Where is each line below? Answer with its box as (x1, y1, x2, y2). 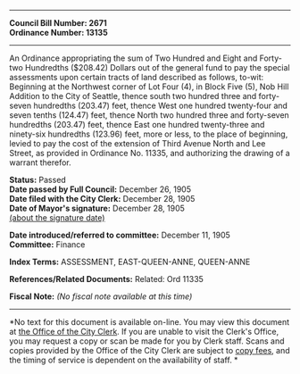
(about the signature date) (9, 212, 105, 223)
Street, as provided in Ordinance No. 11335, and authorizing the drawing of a (9, 148, 290, 158)
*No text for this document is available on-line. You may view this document (9, 317, 290, 327)
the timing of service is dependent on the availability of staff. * (9, 354, 238, 365)
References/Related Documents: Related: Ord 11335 (9, 274, 204, 284)
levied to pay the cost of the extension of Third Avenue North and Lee (9, 138, 266, 148)
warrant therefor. (9, 157, 71, 168)
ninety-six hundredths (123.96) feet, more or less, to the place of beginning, (9, 129, 288, 139)
